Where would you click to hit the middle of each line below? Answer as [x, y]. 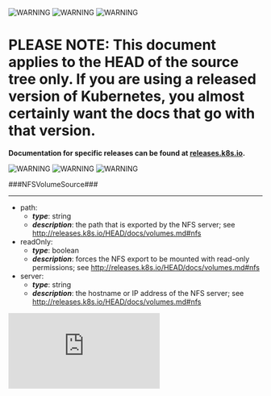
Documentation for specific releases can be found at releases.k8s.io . [127, 152]
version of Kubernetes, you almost [127, 96]
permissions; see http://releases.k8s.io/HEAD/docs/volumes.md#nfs [146, 267]
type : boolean [55, 250]
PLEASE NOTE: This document [112, 45]
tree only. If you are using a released [132, 79]
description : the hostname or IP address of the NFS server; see [138, 293]
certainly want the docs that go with [132, 114]
